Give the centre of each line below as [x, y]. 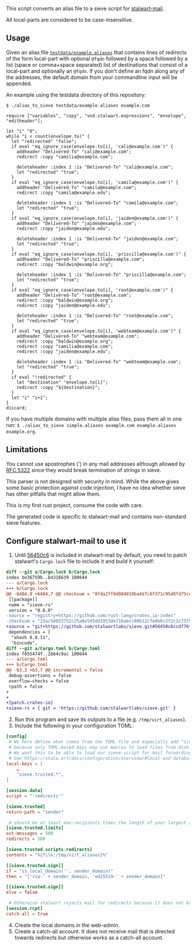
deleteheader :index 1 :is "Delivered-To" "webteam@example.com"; [99, 362]
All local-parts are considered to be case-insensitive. [70, 20]
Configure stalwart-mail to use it [66, 541]
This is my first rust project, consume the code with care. [75, 505]
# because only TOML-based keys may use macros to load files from [92, 747]
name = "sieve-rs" [31, 605]
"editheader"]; [24, 121]
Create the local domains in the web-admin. [67, 925]
